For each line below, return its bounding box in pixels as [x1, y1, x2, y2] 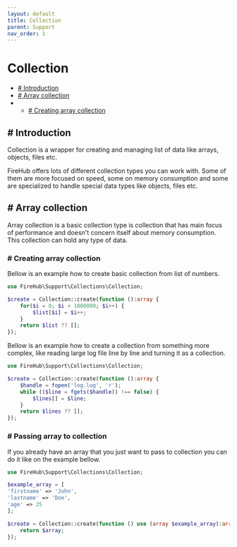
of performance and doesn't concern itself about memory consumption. [7, 228, 217, 236]
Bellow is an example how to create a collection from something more [7, 342, 210, 350]
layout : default [7, 10, 55, 18]
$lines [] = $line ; [32, 395, 87, 402]
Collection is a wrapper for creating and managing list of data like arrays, [7, 145, 219, 154]
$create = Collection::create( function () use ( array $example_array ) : [7, 520, 222, 527]
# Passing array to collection [7, 431, 107, 441]
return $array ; [20, 527, 65, 534]
